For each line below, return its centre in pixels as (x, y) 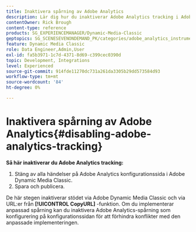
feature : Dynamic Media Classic (45, 44)
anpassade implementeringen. (43, 222)
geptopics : (19, 39)
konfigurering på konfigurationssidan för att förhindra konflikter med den (93, 216)
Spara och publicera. (40, 186)
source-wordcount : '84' (35, 82)
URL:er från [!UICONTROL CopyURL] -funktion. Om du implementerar (90, 204)
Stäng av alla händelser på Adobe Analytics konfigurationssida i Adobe (100, 174)
